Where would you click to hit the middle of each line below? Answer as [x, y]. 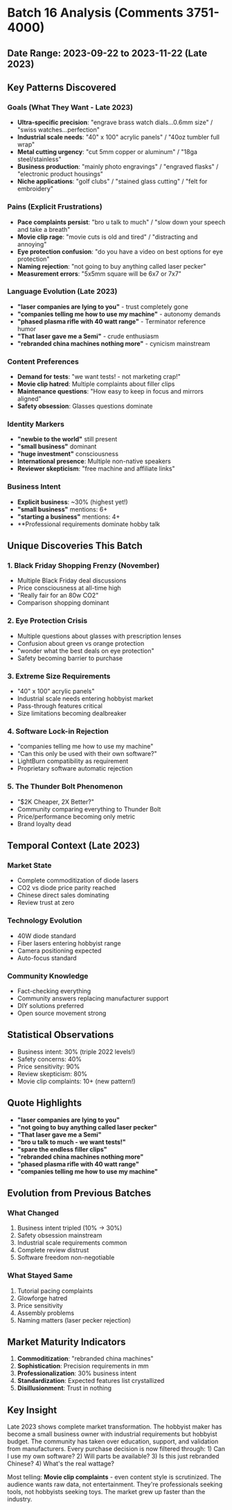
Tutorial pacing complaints [55, 1291]
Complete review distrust [53, 1250]
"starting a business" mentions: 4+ [69, 517]
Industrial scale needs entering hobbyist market [85, 698]
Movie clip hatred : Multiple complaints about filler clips [96, 384]
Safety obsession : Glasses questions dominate [85, 406]
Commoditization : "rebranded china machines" [85, 1359]
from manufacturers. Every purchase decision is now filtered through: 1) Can [116, 1449]
